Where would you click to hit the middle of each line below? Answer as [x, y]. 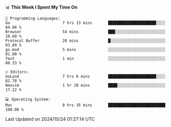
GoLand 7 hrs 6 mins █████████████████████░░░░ [86, 77]
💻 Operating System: [28, 99]
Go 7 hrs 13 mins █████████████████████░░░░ [86, 23]
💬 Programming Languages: [33, 18]
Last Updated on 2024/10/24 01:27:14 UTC [50, 119]
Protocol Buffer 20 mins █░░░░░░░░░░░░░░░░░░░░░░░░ [86, 41]
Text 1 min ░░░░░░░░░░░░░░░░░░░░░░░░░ [86, 59]
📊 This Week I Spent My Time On [41, 7]
